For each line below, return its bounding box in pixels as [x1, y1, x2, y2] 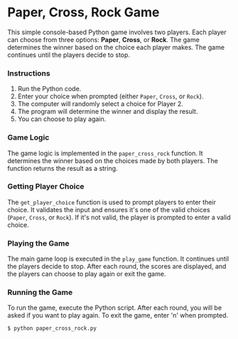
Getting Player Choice [7, 182, 85, 192]
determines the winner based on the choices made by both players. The [7, 156, 218, 165]
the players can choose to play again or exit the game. [7, 270, 166, 278]
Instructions [7, 68, 51, 78]
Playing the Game [7, 238, 70, 248]
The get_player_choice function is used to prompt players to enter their [7, 197, 217, 207]
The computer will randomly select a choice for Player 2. [17, 100, 183, 108]
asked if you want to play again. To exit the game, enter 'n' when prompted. [7, 311, 229, 320]
